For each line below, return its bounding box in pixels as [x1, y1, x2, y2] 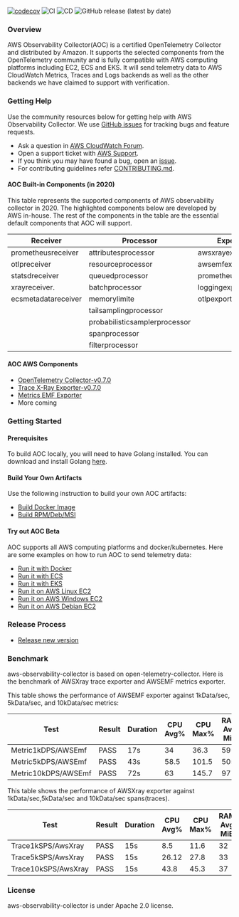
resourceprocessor [88, 259, 153, 269]
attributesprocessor [88, 248, 155, 258]
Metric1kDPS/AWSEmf [11, 746, 87, 756]
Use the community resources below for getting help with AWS [7, 112, 192, 121]
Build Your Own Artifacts [7, 473, 83, 482]
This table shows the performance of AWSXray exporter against [7, 787, 195, 795]
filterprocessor [88, 340, 139, 350]
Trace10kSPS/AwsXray [11, 864, 89, 874]
